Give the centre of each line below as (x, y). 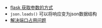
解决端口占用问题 (28, 20)
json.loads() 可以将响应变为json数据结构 (54, 14)
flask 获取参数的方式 (32, 7)
